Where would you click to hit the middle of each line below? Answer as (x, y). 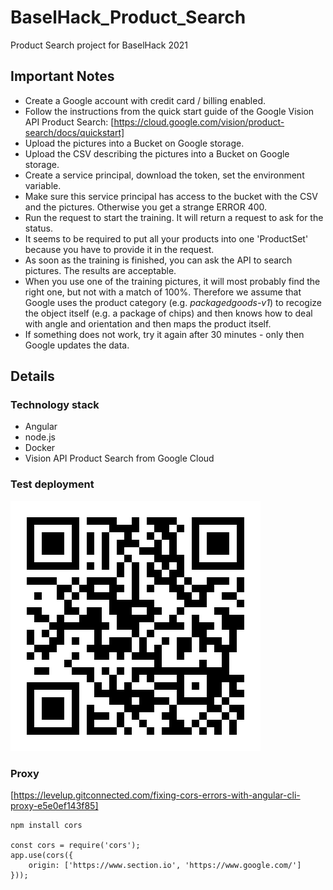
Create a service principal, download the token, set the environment (164, 175)
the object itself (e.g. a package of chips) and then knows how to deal (168, 313)
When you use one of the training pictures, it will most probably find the (172, 281)
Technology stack (55, 405)
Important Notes (62, 76)
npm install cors (46, 826)
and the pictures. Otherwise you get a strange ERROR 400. (146, 207)
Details (32, 376)
